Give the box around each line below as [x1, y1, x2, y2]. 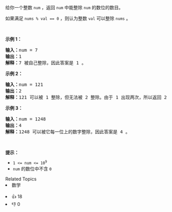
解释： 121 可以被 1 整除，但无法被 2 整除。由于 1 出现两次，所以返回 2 [5, 95, 167, 100]
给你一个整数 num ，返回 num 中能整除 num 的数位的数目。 [5, 5, 124, 10]
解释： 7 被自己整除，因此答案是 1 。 [5, 60, 87, 65]
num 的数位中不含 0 [12, 166, 52, 172]
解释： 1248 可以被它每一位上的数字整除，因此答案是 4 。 [5, 129, 131, 134]
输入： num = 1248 [5, 116, 46, 122]
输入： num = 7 [5, 48, 38, 53]
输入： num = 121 [5, 82, 44, 87]
